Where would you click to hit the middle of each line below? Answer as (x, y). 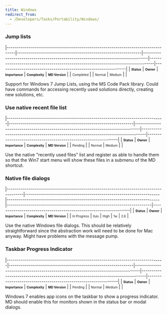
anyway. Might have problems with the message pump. (62, 236)
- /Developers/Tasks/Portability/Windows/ (54, 19)
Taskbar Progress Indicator (39, 249)
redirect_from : (21, 15)
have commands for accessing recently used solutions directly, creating (79, 89)
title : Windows (21, 10)
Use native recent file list (36, 107)
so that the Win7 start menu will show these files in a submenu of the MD (80, 160)
